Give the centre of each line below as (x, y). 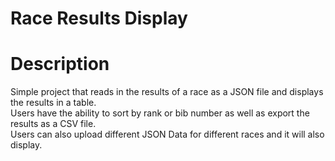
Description (60, 64)
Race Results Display (99, 18)
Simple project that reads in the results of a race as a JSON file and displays (167, 92)
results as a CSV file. (53, 124)
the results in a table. (53, 103)
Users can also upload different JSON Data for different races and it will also (167, 134)
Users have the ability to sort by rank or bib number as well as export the (160, 113)
